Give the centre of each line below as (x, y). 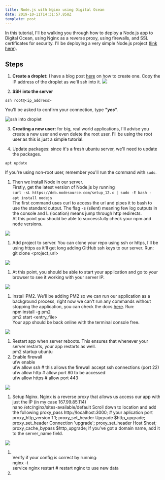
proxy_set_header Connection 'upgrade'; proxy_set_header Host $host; (84, 423)
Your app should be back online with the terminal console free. (76, 322)
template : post (21, 19)
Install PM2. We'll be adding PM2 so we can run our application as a (81, 296)
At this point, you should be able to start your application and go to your (85, 272)
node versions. (27, 224)
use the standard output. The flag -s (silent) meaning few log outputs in (85, 208)
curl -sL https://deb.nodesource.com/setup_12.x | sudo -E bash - (82, 193)
